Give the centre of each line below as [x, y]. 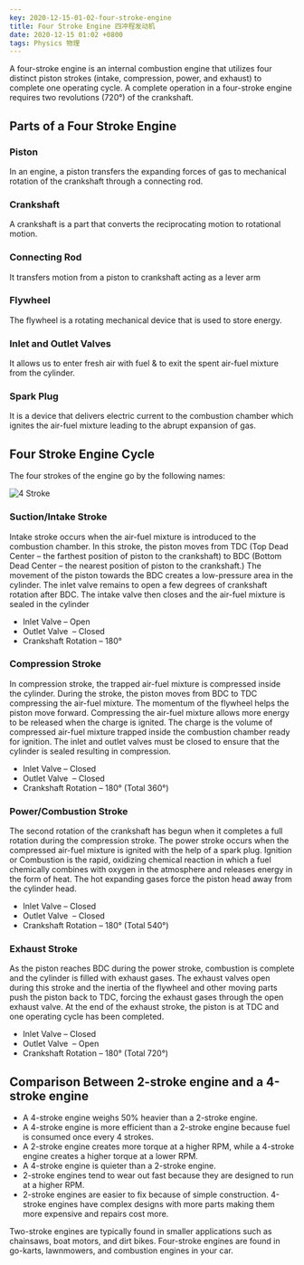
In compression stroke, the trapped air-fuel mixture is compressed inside [145, 683]
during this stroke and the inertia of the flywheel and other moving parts [143, 988]
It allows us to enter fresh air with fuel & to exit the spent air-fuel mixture [144, 364]
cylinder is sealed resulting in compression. [90, 751]
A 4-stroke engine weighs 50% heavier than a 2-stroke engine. [140, 1118]
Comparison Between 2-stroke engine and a [137, 1082]
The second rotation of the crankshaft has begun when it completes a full [146, 831]
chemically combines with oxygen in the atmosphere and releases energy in [151, 870]
